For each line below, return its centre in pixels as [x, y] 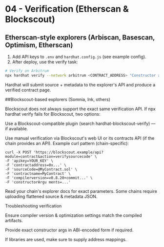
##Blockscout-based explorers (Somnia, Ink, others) [58, 99]
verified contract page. [28, 90]
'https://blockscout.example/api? [69, 152]
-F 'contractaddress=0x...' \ [36, 165]
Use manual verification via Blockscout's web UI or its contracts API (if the [80, 138]
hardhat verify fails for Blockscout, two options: [53, 114]
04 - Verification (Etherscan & [67, 9]
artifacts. [14, 220]
